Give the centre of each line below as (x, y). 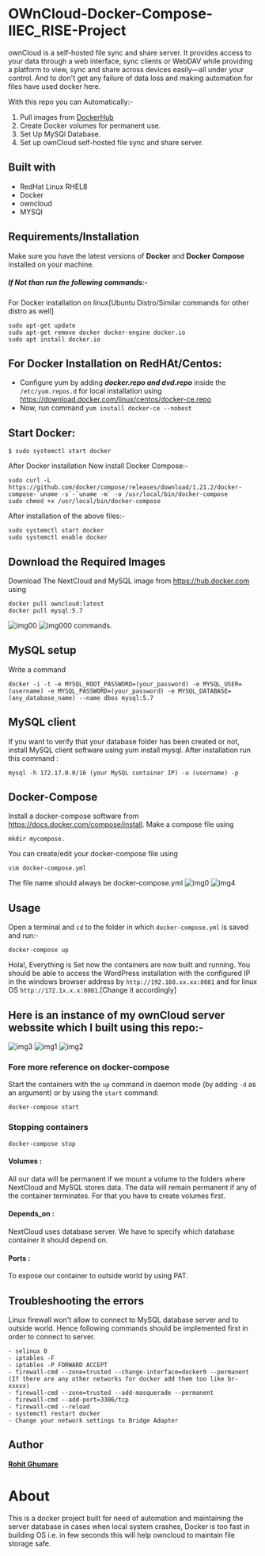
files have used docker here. (55, 86)
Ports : (19, 1258)
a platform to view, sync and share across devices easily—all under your (126, 69)
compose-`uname (33, 494)
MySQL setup (42, 650)
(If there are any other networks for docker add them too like (116, 1379)
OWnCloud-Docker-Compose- (111, 14)
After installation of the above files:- (66, 516)
